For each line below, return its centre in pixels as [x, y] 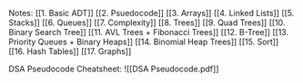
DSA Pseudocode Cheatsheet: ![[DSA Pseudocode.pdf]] [114, 69]
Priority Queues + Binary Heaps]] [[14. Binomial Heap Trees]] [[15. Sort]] [144, 41]
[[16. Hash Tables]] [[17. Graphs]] [70, 51]
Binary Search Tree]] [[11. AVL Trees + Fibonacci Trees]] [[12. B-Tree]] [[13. [148, 32]
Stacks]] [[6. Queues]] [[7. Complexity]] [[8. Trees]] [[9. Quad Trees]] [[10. [147, 23]
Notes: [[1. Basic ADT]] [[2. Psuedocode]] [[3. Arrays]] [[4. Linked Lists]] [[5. [151, 13]
